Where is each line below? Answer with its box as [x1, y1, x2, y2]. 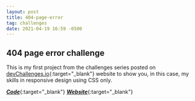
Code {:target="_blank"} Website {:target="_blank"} [6, 88, 133, 96]
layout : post [6, 8, 39, 15]
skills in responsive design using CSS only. [6, 76, 113, 84]
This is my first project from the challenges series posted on [6, 64, 156, 71]
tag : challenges [6, 20, 47, 26]
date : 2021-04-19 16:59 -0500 [6, 25, 83, 32]
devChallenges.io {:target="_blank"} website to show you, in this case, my [6, 70, 189, 78]
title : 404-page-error [6, 14, 63, 20]
